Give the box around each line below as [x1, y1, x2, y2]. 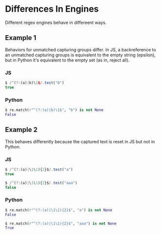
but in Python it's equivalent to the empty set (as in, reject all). [5, 57, 130, 63]
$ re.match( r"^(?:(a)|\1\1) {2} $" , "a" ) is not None [5, 208, 112, 213]
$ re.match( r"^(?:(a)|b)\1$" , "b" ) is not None [5, 107, 104, 113]
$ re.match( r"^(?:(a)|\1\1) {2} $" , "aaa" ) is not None [5, 221, 117, 226]
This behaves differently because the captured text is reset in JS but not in [5, 138, 155, 145]
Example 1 [5, 34, 37, 42]
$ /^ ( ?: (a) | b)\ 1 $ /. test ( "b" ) [5, 81, 64, 85]
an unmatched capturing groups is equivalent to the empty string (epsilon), [5, 52, 156, 58]
